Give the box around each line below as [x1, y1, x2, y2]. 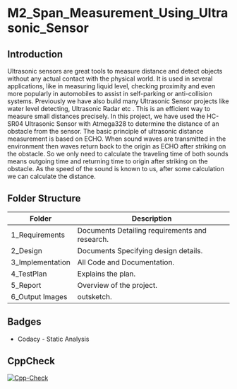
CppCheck [7, 355, 55, 367]
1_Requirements [11, 230, 66, 240]
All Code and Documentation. [77, 257, 175, 267]
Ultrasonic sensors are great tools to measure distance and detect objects [7, 67, 223, 75]
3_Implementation [11, 257, 71, 267]
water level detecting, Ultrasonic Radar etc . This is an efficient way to [7, 105, 210, 112]
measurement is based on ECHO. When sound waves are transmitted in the [7, 134, 226, 143]
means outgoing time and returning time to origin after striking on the [7, 157, 208, 166]
